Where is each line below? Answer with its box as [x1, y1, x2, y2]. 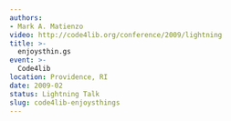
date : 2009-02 [9, 81, 64, 90]
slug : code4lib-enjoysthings [9, 97, 121, 107]
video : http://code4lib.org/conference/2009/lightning [9, 30, 223, 39]
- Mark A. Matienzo [9, 22, 84, 31]
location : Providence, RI [9, 73, 108, 82]
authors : [9, 13, 43, 23]
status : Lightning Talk [9, 89, 100, 98]
